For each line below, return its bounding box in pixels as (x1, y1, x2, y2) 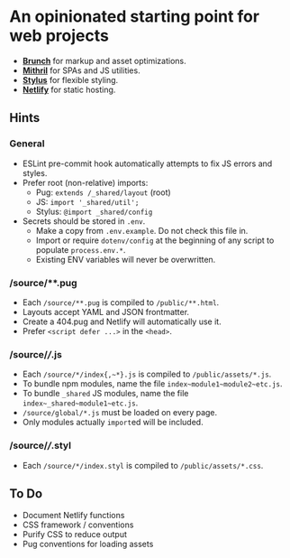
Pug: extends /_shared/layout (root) (35, 187, 171, 198)
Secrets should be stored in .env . (22, 215, 146, 227)
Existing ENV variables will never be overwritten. (35, 254, 216, 265)
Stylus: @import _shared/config (35, 206, 153, 217)
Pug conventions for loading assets (22, 539, 154, 550)
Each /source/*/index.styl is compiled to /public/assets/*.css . (22, 460, 264, 470)
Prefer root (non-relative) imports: (22, 177, 149, 188)
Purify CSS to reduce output (22, 529, 128, 540)
